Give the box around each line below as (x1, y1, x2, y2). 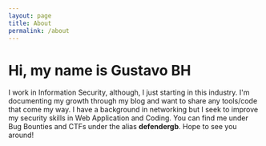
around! (8, 130, 34, 140)
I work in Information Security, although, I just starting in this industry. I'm (8, 87, 250, 97)
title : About (8, 19, 52, 27)
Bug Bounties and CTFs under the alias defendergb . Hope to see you (8, 122, 238, 132)
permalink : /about (8, 26, 70, 34)
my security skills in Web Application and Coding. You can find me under (8, 113, 248, 123)
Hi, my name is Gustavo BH (8, 61, 191, 79)
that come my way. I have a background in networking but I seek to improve (8, 105, 259, 115)
